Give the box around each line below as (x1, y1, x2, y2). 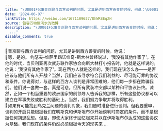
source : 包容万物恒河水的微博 (5, 20, 59, 26)
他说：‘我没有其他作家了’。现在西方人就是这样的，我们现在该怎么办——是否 (5, 66, 156, 72)
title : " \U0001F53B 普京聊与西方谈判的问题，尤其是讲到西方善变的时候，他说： (5, 7, 146, 12)
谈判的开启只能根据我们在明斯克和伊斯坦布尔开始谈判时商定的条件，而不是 (5, 109, 154, 115)
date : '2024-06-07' (5, 12, 45, 16)
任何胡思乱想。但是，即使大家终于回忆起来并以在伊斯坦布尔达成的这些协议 (9, 115, 158, 120)
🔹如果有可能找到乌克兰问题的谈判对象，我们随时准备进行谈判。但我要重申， (5, 102, 157, 108)
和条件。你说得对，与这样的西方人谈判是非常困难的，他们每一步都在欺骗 (5, 78, 149, 84)
